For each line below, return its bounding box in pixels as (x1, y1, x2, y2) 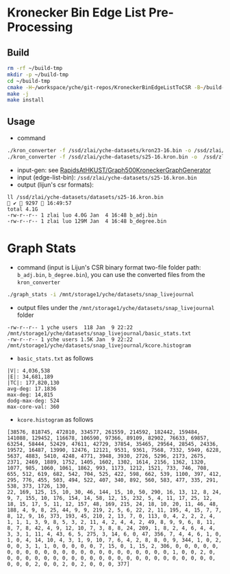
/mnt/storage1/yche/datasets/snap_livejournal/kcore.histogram (7, 342, 192, 349)
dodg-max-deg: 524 (7, 397, 60, 404)
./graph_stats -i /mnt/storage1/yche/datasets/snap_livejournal (7, 291, 194, 298)
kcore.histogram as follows (16, 415, 94, 423)
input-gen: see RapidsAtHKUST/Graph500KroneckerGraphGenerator (16, 166, 212, 174)
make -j (7, 91, 29, 97)
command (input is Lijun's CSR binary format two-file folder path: (16, 263, 201, 272)
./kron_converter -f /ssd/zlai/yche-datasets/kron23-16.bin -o (7, 147, 192, 154)
